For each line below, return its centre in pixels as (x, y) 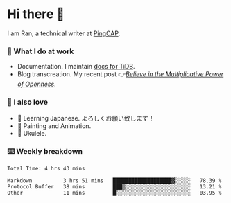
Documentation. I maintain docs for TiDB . (76, 67)
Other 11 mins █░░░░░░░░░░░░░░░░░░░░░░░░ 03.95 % (114, 193)
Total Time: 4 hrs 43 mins (46, 168)
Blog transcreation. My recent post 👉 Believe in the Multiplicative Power (120, 74)
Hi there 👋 (36, 14)
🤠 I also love (28, 102)
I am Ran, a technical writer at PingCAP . (64, 33)
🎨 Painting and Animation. (54, 126)
